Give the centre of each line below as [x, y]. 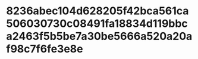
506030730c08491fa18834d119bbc [97, 24]
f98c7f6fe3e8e [45, 49]
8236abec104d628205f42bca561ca [98, 11]
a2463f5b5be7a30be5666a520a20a [99, 36]
